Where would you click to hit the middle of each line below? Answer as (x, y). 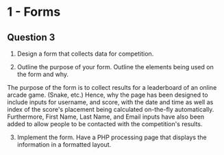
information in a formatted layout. (64, 144)
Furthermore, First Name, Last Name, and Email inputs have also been (105, 117)
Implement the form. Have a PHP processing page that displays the (112, 137)
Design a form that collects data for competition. (85, 53)
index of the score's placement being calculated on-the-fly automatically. (111, 109)
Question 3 (31, 37)
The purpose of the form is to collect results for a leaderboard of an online (112, 87)
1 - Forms (34, 12)
